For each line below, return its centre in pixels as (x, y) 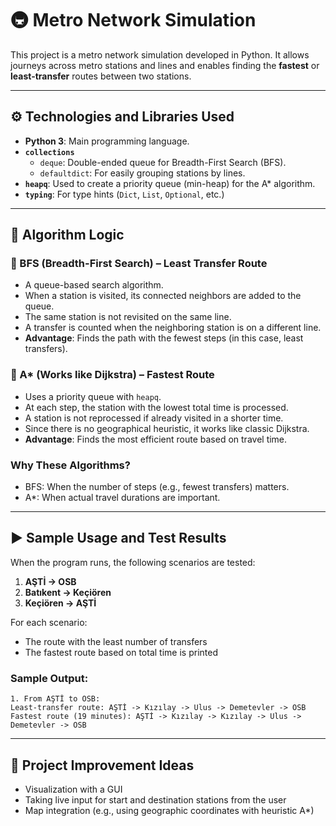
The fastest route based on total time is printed (121, 652)
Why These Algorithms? (70, 465)
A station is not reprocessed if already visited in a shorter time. (154, 418)
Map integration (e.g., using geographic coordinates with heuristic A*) (169, 810)
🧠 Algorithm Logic (67, 235)
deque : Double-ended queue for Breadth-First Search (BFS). (163, 162)
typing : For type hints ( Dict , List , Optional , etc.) (124, 194)
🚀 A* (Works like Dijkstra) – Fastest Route (112, 375)
